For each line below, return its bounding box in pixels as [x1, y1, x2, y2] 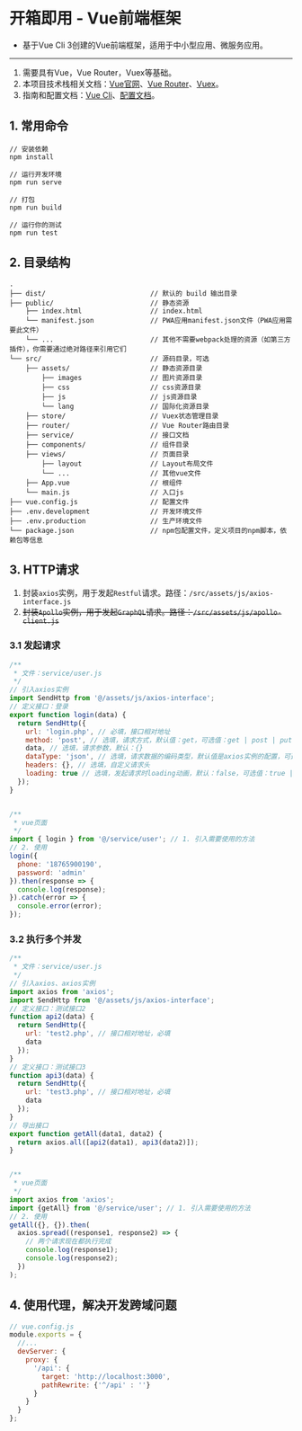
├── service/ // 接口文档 [25, 431, 190, 440]
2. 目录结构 [9, 255, 71, 271]
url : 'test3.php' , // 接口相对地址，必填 [25, 1088, 171, 1097]
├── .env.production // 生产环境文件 [9, 516, 203, 526]
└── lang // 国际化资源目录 [41, 402, 209, 411]
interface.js [22, 598, 72, 607]
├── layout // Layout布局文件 [41, 459, 214, 468]
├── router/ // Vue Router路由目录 [25, 421, 230, 430]
